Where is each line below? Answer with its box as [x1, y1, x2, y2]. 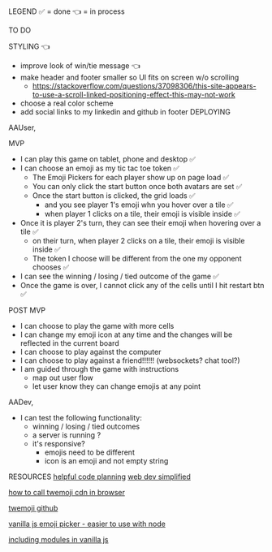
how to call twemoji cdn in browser [8, 488, 126, 497]
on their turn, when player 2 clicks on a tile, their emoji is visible [32, 236, 245, 245]
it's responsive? [32, 439, 85, 448]
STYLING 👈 [8, 41, 50, 51]
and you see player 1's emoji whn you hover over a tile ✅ [44, 200, 234, 209]
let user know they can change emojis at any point [32, 382, 201, 391]
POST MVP [8, 305, 46, 315]
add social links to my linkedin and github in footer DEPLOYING [19, 107, 231, 116]
